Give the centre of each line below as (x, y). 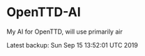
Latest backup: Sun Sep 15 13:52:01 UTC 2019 (72, 45)
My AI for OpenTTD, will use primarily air (64, 31)
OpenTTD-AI (44, 12)
